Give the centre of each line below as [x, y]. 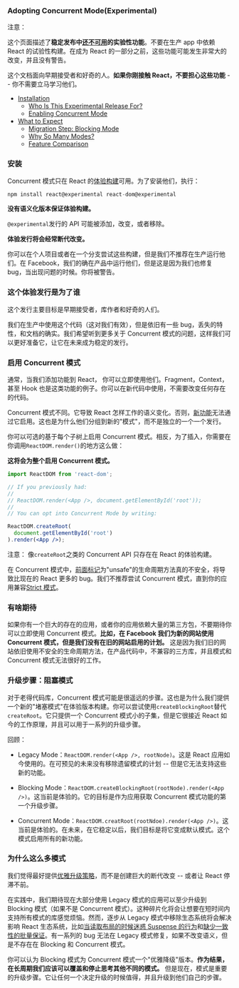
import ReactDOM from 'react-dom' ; [60, 474]
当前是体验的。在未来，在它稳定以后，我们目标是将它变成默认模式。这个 [123, 830]
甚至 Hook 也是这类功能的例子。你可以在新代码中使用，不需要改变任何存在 [117, 388]
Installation [34, 99]
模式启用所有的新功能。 [52, 838]
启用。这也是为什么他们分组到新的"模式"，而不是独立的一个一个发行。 [122, 422]
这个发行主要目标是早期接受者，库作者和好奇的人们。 [85, 309]
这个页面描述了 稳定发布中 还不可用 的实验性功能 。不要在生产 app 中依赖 [111, 42]
